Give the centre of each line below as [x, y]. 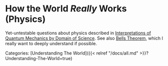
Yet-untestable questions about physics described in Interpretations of [78, 33]
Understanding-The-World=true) [39, 58]
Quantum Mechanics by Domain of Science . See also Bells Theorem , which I [84, 38]
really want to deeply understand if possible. [51, 43]
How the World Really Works [66, 9]
